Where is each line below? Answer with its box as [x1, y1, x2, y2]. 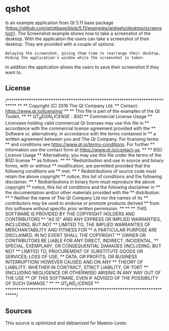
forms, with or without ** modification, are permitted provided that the [5, 162, 151, 169]
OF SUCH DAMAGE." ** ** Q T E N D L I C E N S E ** [5, 280, 100, 287]
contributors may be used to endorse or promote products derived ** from [5, 200, 160, 206]
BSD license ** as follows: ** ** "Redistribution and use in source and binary [5, 157, 164, 163]
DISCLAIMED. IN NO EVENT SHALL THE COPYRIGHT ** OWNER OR [5, 232, 146, 238]
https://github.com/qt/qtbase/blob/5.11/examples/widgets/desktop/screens [7, 25, 162, 31]
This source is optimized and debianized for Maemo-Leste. [5, 320, 128, 326]
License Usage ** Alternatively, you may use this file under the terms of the [5, 152, 162, 158]
